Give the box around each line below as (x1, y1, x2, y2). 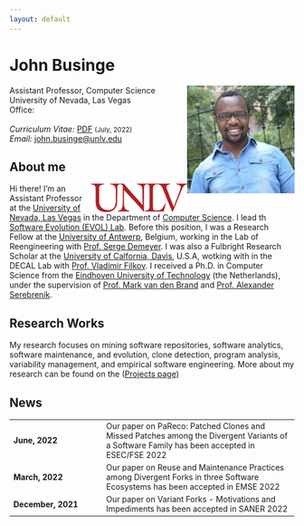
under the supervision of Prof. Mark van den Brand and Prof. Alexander (9, 279, 274, 290)
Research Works (9, 316, 105, 331)
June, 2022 (13, 435, 58, 446)
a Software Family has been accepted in (106, 440, 255, 451)
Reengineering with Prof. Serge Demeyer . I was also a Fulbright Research (9, 241, 282, 252)
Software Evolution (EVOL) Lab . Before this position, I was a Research (9, 222, 270, 233)
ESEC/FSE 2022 (106, 449, 167, 460)
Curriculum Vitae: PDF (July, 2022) (9, 123, 133, 134)
